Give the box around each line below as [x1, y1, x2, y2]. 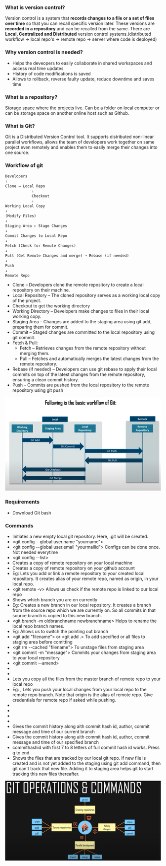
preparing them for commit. [12, 324, 69, 330]
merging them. [19, 351, 50, 357]
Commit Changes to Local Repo [5, 233, 68, 238]
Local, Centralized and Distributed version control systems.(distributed [5, 31, 152, 37]
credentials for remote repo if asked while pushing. [12, 697, 116, 703]
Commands [5, 522, 34, 529]
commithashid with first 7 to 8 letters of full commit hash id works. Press [12, 744, 160, 751]
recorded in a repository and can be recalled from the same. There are [5, 26, 150, 32]
